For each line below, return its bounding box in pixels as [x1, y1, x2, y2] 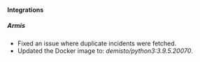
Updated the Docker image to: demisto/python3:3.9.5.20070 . [17, 46, 194, 55]
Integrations [7, 6, 44, 14]
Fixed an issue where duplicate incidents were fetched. [17, 39, 177, 47]
